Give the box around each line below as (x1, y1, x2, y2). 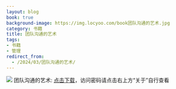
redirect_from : (6, 54, 45, 60)
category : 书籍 (6, 25, 43, 32)
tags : (6, 37, 20, 43)
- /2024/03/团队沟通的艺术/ (11, 59, 76, 65)
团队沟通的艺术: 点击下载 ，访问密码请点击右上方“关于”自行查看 (13, 76, 170, 84)
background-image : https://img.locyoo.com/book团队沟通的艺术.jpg (6, 20, 171, 26)
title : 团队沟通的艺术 (6, 31, 57, 37)
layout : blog (6, 8, 39, 15)
